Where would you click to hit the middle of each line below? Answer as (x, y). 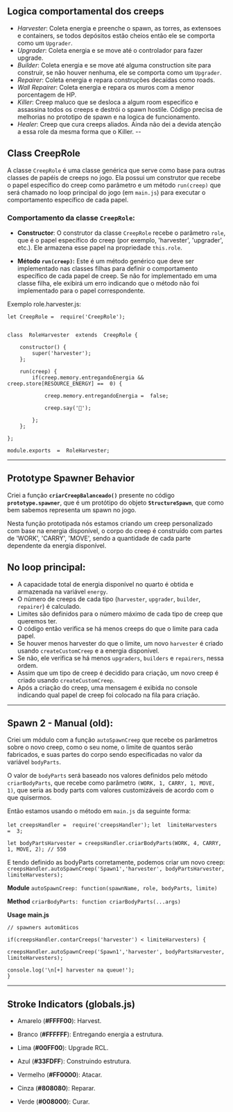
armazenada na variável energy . (62, 591)
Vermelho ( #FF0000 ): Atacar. (60, 1075)
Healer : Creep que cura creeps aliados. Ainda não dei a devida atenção (119, 124)
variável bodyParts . (34, 762)
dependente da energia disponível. (57, 546)
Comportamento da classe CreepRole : (71, 218)
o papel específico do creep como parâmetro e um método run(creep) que (114, 185)
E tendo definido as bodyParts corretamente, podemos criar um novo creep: (116, 862)
